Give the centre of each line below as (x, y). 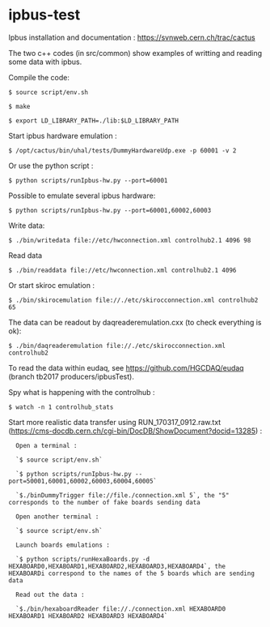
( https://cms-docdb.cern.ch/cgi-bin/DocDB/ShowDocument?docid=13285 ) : (135, 431)
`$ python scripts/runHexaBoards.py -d (83, 559)
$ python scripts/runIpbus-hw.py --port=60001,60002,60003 (110, 210)
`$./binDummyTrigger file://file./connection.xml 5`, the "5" (122, 495)
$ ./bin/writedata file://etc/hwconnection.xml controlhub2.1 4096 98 (130, 240)
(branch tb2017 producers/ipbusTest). (72, 376)
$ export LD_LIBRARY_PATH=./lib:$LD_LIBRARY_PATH (94, 120)
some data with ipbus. (45, 62)
